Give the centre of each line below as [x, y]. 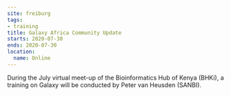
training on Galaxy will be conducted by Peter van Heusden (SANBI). [104, 85]
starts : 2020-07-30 [35, 39]
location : [21, 52]
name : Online [32, 58]
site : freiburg [29, 13]
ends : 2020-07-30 [32, 45]
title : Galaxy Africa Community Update [64, 33]
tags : [15, 20]
